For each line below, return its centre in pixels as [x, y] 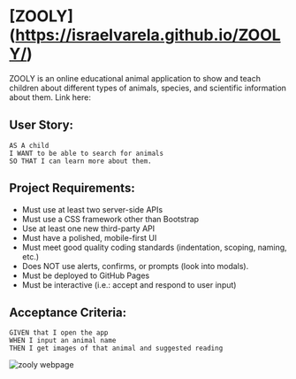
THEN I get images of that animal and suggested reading [116, 348]
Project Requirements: [72, 188]
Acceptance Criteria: [68, 312]
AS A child [29, 145]
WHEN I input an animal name [63, 341]
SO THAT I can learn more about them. [80, 161]
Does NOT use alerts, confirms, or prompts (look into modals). [135, 266]
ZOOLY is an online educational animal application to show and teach [135, 78]
